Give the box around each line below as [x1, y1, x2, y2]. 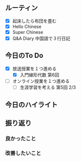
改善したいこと [5, 150, 41, 157]
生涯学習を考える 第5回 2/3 [19, 84, 76, 90]
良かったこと [5, 135, 36, 142]
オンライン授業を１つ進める [12, 78, 70, 84]
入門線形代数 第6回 [19, 72, 59, 78]
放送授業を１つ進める [12, 65, 56, 71]
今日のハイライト [5, 100, 58, 109]
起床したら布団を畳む [12, 18, 56, 24]
